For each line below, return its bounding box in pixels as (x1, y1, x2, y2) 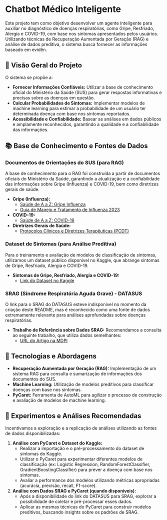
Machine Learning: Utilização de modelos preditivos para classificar (12, 381, 154, 387)
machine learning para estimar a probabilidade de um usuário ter (12, 105, 146, 111)
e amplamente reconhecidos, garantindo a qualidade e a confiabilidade (12, 121, 159, 127)
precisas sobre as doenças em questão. (12, 94, 95, 100)
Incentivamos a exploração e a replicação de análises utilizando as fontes (5, 425, 157, 431)
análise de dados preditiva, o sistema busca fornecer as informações (5, 41, 147, 47)
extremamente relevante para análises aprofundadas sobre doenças (5, 312, 146, 318)
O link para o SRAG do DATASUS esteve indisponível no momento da (5, 301, 146, 307)
